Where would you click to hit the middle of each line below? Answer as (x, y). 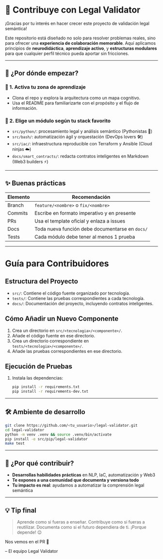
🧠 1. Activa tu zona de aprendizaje (45, 87)
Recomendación (91, 197)
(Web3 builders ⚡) (30, 161)
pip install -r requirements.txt (46, 387)
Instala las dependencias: (37, 378)
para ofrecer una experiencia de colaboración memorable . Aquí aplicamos (81, 43)
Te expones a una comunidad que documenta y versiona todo (75, 480)
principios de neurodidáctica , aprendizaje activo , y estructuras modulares (81, 48)
